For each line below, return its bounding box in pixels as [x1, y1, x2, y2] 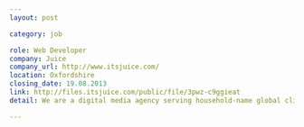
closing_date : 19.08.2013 [9, 79, 107, 88]
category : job [9, 29, 63, 39]
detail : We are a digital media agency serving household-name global [9, 95, 281, 104]
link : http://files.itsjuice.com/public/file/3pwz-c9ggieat [9, 87, 242, 96]
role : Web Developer [9, 46, 88, 55]
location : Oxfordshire [9, 71, 95, 80]
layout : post [9, 13, 59, 23]
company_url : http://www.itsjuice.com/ [9, 62, 160, 72]
